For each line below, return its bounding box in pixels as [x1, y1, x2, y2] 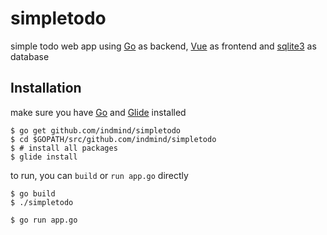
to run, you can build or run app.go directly [10, 169, 189, 181]
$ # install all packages [10, 143, 118, 153]
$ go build [10, 188, 56, 199]
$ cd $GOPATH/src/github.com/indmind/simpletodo [10, 134, 217, 144]
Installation [10, 80, 82, 97]
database [10, 50, 50, 62]
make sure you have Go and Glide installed [10, 106, 187, 118]
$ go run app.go [10, 215, 78, 225]
